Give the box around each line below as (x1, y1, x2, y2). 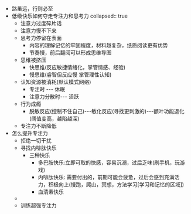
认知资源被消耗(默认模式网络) (20, 79, 91, 85)
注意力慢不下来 (20, 27, 57, 34)
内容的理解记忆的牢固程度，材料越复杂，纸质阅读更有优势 (29, 42, 168, 49)
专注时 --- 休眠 (29, 86, 66, 93)
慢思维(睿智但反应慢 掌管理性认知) (29, 71, 112, 78)
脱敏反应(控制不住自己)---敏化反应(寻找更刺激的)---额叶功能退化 (29, 108, 185, 114)
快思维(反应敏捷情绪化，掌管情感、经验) (29, 64, 126, 70)
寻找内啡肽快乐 (20, 144, 57, 151)
